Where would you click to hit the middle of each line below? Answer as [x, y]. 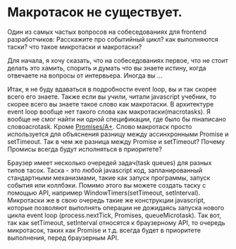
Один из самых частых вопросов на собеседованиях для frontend [107, 32]
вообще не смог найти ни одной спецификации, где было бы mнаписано [117, 119]
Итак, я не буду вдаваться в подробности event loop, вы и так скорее [112, 89]
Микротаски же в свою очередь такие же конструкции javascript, [106, 200]
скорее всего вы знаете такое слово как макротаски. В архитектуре [111, 104]
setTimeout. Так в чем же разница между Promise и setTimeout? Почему [116, 141]
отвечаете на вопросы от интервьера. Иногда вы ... [85, 75]
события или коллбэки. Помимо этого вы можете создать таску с [107, 185]
